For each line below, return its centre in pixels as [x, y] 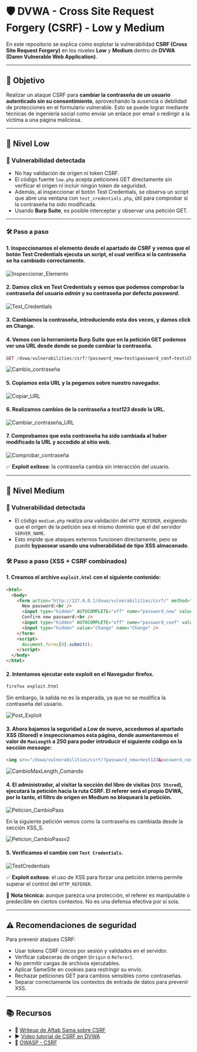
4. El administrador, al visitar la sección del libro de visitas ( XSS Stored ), [94, 785]
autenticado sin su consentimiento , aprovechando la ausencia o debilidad [96, 101]
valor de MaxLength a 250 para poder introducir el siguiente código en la [94, 741]
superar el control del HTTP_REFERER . [49, 884]
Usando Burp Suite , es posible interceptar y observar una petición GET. [101, 211]
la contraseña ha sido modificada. [55, 205]
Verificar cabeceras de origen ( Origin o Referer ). [74, 957]
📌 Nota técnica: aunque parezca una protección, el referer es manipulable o [98, 895]
